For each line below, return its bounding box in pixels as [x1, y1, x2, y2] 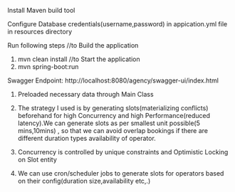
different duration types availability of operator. [17, 134, 157, 142]
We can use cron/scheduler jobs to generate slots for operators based [17, 169, 224, 177]
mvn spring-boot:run [17, 63, 79, 70]
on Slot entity [17, 156, 57, 164]
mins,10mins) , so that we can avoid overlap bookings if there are [17, 127, 209, 134]
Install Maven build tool [7, 6, 75, 14]
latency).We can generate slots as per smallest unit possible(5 [17, 119, 201, 127]
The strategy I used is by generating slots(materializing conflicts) [17, 104, 209, 112]
